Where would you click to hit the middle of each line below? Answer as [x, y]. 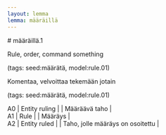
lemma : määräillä [33, 20]
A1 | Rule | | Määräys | [39, 116]
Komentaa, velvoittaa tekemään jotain [62, 81]
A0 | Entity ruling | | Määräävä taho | [60, 108]
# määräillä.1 [25, 40]
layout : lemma [28, 14]
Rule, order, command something [56, 54]
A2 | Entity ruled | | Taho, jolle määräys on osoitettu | [83, 123]
